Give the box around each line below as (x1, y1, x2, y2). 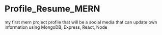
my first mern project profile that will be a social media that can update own (4, 19, 158, 25)
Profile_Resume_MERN (4, 3, 100, 14)
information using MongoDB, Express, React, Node (4, 24, 108, 30)
